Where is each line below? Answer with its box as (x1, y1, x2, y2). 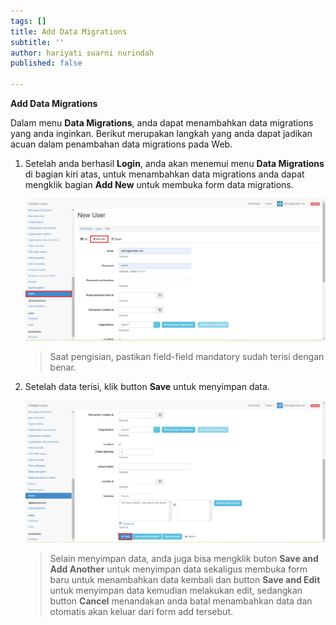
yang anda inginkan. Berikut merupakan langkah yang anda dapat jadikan (10, 128, 313, 139)
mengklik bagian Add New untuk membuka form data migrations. (24, 179, 294, 190)
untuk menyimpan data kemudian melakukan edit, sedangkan (49, 584, 303, 596)
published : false (10, 58, 83, 69)
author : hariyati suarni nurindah (10, 48, 155, 58)
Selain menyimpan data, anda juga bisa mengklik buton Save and (49, 552, 319, 564)
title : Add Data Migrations (10, 26, 128, 37)
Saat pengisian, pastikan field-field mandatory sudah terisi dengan (49, 351, 325, 363)
